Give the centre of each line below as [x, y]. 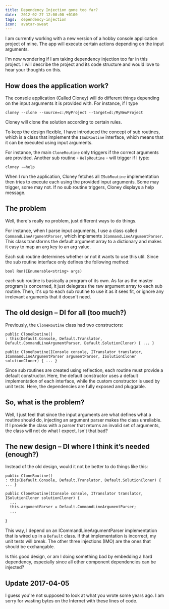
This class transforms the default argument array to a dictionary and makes [83, 241]
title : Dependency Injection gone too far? [52, 10]
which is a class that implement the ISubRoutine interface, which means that [84, 137]
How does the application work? [57, 86]
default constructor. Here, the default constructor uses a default [72, 375]
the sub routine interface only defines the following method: [67, 262]
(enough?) [22, 454]
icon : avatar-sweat [27, 24]
